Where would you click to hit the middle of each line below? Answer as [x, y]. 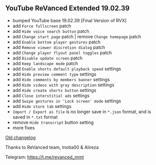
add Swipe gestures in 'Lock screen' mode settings [67, 101]
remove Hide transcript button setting [53, 122]
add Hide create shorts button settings [55, 90]
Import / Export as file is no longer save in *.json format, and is [82, 112]
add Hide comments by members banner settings [61, 79]
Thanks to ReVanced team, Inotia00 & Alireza [52, 147]
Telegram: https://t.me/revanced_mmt [45, 157]
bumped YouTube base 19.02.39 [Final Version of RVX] [70, 20]
